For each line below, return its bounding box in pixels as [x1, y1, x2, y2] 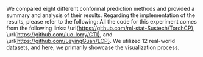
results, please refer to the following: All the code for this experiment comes [6, 18, 197, 25]
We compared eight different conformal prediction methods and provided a [6, 5, 195, 12]
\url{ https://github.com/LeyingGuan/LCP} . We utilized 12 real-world [6, 38, 176, 44]
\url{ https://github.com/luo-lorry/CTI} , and [6, 31, 113, 38]
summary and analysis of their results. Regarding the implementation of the [6, 12, 196, 19]
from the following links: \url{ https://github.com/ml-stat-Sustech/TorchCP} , [6, 24, 195, 32]
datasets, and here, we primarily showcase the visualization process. [6, 44, 180, 51]
